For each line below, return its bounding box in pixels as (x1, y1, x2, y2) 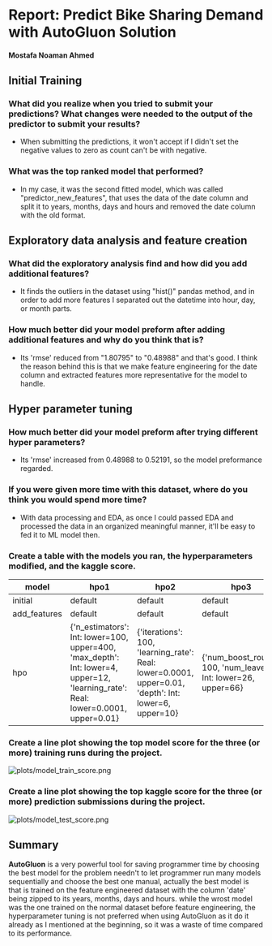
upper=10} (136, 708, 179, 719)
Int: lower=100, (70, 632, 129, 643)
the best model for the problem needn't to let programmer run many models (8, 868, 261, 878)
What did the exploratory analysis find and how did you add (8, 258, 248, 270)
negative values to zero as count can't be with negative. (19, 145, 207, 155)
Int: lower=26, (202, 672, 255, 684)
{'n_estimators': (70, 621, 130, 633)
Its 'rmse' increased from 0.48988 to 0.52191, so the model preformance (19, 455, 263, 464)
